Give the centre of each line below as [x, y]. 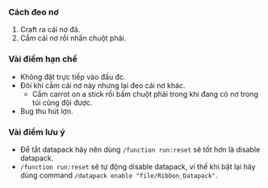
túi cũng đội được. [62, 102]
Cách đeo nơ [33, 12]
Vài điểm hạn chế [43, 59]
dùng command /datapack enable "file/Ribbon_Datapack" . [119, 175]
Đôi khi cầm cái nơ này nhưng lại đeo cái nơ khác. [103, 85]
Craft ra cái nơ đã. [50, 30]
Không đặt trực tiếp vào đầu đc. [73, 77]
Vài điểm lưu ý [37, 132]
